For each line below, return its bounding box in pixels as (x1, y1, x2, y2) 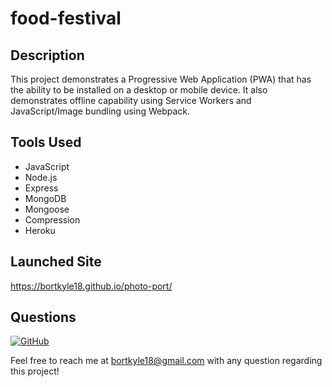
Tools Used (10, 134, 82, 151)
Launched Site (10, 253, 102, 271)
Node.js (24, 171, 58, 183)
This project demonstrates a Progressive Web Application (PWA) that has (10, 73, 312, 85)
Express (24, 182, 59, 194)
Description (10, 47, 85, 64)
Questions (10, 309, 77, 326)
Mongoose (24, 203, 70, 215)
